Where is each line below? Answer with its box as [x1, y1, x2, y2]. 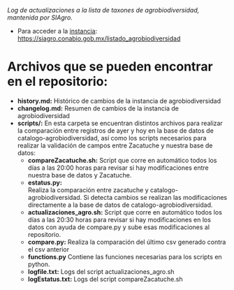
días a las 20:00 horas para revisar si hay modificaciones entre [27, 164, 209, 172]
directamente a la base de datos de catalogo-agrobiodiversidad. [27, 201, 213, 209]
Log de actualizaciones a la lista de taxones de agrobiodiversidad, [7, 6, 200, 14]
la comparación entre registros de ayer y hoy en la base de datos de [17, 126, 214, 135]
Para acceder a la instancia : [17, 27, 98, 35]
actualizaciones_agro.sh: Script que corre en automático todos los [27, 208, 222, 216]
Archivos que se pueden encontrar [7, 59, 213, 75]
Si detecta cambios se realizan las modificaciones [83, 193, 228, 201]
